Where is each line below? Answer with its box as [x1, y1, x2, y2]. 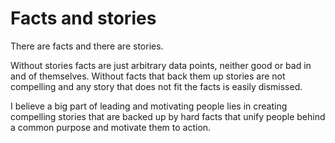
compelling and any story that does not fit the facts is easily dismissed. [10, 80, 303, 92]
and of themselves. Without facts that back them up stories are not [10, 70, 286, 82]
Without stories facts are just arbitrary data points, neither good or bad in [10, 59, 312, 71]
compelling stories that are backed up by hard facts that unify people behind [10, 110, 326, 122]
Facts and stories [10, 7, 157, 30]
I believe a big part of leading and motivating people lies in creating [10, 100, 288, 112]
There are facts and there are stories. [10, 40, 164, 52]
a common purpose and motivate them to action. [10, 121, 212, 133]
